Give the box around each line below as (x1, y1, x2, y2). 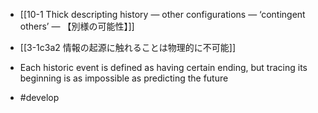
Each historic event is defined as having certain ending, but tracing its (19, 62, 308, 73)
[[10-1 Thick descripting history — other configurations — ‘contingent (19, 9, 306, 20)
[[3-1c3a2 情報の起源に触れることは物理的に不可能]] (19, 42, 236, 53)
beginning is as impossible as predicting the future (19, 72, 229, 84)
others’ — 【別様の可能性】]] (19, 20, 135, 32)
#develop (19, 92, 60, 103)
